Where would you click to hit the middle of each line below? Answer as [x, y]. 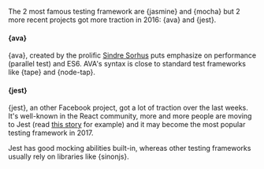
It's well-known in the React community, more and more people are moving [130, 116]
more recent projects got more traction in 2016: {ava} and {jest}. [112, 20]
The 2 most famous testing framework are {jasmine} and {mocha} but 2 [124, 11]
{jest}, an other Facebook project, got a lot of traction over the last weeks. [128, 108]
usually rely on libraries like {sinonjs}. [69, 156]
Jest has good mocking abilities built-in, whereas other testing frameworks [130, 148]
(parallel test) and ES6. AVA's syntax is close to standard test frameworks [127, 64]
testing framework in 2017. [51, 133]
